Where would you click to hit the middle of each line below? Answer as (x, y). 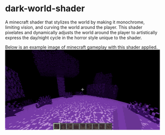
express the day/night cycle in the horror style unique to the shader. (74, 38)
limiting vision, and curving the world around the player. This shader (74, 27)
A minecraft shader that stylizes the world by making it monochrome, (75, 22)
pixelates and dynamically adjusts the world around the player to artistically (81, 32)
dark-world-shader (45, 9)
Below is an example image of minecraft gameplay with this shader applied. (82, 47)
